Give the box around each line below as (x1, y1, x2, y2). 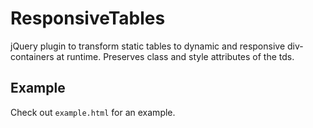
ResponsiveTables (10, 7, 166, 30)
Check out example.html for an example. (10, 106, 176, 118)
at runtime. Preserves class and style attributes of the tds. (56, 50, 295, 62)
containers (10, 50, 55, 62)
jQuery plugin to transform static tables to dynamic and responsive (10, 40, 286, 52)
